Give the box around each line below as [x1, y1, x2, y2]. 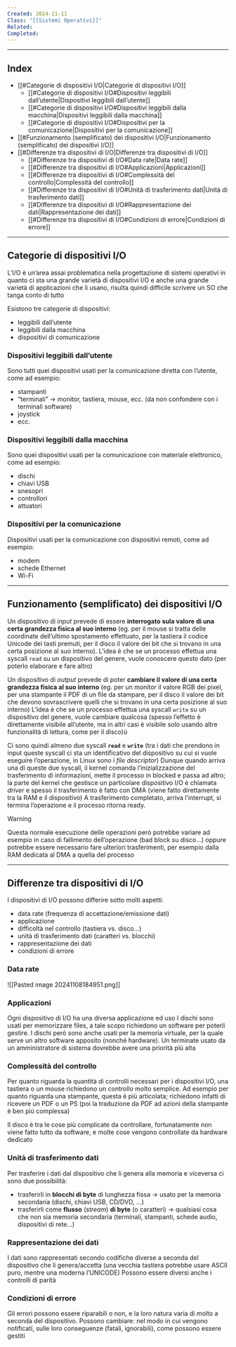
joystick [17, 410, 41, 419]
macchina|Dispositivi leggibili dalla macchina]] [27, 111, 162, 119]
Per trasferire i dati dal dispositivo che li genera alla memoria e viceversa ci [7, 1169, 224, 1177]
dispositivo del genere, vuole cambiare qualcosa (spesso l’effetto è [7, 712, 202, 721]
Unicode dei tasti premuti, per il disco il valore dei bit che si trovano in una [7, 639, 221, 648]
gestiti [7, 1332, 26, 1340]
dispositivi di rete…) [17, 1220, 75, 1228]
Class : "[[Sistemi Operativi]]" [7, 17, 102, 24]
